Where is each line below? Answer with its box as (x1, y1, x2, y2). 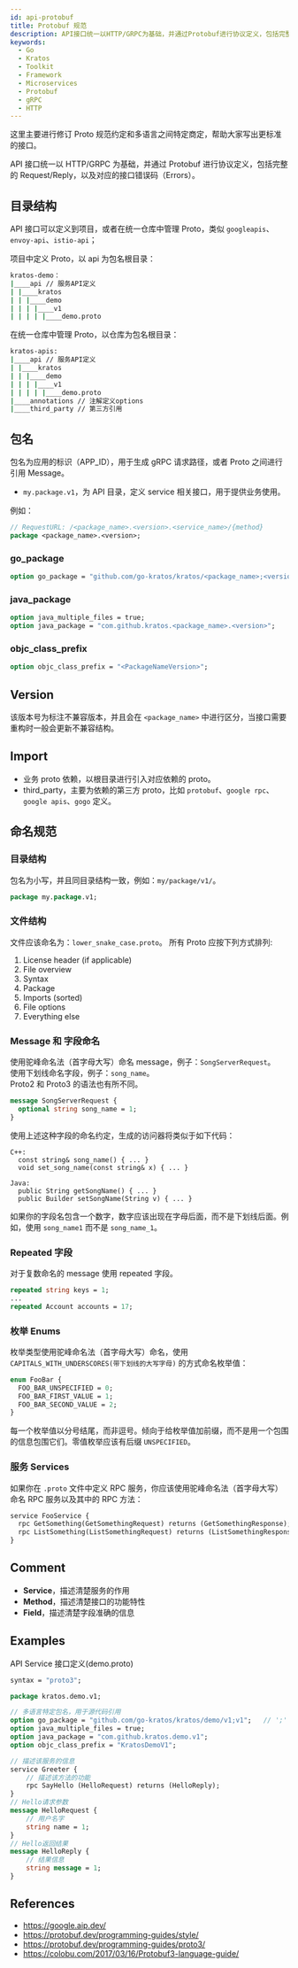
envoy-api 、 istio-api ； (10, 235, 97, 245)
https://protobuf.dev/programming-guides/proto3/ (22, 1939, 206, 1949)
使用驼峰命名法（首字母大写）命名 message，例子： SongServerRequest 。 (10, 1057, 276, 1067)
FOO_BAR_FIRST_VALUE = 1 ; (18, 1391, 114, 1400)
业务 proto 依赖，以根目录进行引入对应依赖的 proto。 (22, 773, 216, 784)
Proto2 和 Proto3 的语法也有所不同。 (10, 1079, 143, 1089)
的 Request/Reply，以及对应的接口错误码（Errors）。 (10, 170, 200, 181)
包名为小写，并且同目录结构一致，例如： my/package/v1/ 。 (10, 874, 221, 886)
